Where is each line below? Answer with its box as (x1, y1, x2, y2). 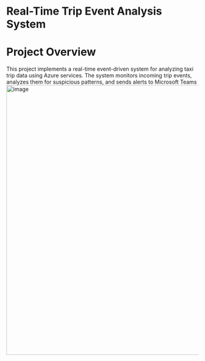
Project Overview (6, 45, 96, 59)
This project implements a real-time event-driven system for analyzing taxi (6, 65, 194, 73)
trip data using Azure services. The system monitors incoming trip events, (6, 72, 192, 79)
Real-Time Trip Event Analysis (6, 4, 162, 18)
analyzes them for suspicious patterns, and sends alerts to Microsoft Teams (6, 78, 197, 86)
